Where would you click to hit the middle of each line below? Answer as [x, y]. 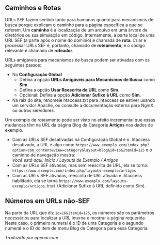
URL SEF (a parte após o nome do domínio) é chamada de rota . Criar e [76, 40]
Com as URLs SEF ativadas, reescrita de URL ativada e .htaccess [77, 175]
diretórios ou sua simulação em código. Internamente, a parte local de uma [80, 35]
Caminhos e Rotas [33, 8]
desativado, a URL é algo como [43, 144]
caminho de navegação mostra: [44, 155]
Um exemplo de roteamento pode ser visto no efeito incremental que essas [80, 120]
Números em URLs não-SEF [48, 201]
